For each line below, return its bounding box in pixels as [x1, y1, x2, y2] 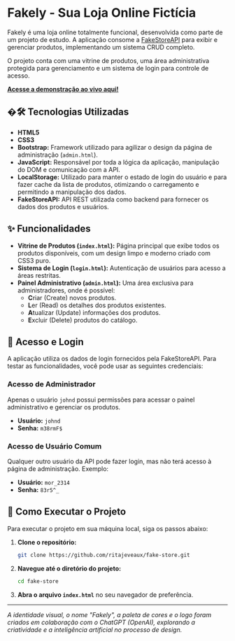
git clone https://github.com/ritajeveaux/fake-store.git [17, 551, 190, 558]
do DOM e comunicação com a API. [17, 165, 120, 174]
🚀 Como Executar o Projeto [7, 506, 127, 518]
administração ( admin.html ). [17, 150, 98, 159]
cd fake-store [17, 577, 59, 585]
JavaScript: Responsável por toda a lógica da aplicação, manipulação [17, 157, 220, 166]
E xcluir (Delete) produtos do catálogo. [27, 316, 138, 324]
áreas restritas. [17, 271, 62, 279]
